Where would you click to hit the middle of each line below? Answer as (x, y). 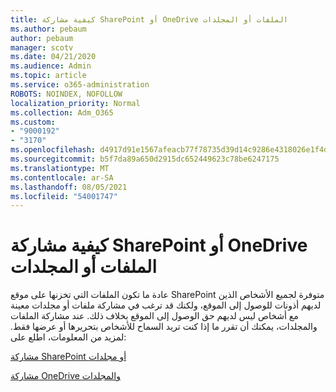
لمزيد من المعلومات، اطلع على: (68, 337)
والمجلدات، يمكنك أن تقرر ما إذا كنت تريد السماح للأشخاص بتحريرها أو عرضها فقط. (164, 327)
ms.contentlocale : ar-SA (62, 177)
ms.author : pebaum (48, 29)
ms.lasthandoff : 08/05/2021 (69, 187)
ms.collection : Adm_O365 (62, 112)
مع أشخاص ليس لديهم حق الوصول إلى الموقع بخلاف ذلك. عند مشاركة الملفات (154, 316)
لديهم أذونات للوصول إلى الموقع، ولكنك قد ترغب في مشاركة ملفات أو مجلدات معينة (166, 305)
